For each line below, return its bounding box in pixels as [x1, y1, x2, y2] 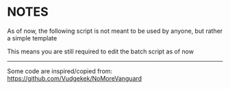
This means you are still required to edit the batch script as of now [7, 47, 194, 55]
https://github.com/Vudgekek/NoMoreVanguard [7, 74, 142, 82]
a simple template [7, 34, 57, 42]
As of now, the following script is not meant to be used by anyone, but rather [7, 27, 223, 35]
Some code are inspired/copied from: [7, 66, 113, 75]
